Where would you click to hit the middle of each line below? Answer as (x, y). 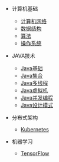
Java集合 (32, 76)
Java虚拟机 (34, 90)
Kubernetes (35, 129)
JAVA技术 (23, 56)
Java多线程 (34, 83)
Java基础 (32, 68)
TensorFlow (35, 153)
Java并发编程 (37, 98)
